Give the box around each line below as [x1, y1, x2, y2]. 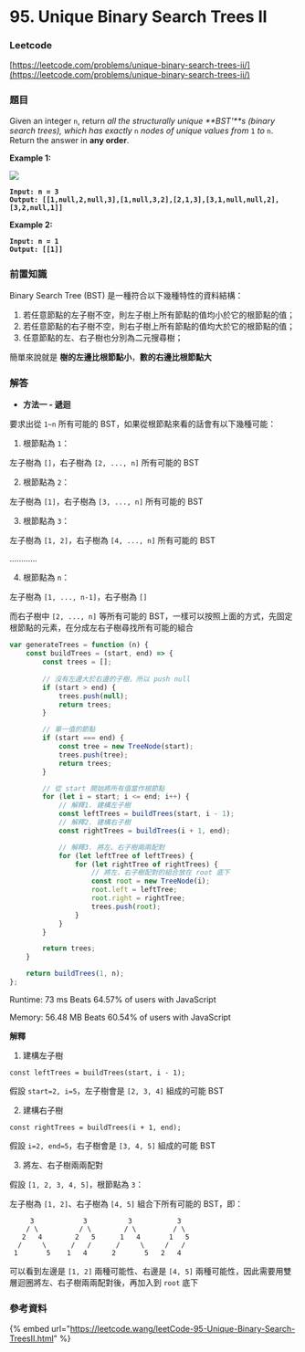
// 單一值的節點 [42, 725, 96, 734]
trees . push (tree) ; [58, 750, 129, 760]
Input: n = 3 [9, 187, 59, 196]
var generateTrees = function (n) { [9, 641, 149, 650]
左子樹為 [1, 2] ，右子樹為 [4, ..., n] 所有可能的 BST [9, 535, 216, 546]
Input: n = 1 [9, 236, 59, 246]
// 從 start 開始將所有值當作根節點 [42, 783, 165, 793]
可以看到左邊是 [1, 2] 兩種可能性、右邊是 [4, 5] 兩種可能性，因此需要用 [9, 1265, 284, 1276]
